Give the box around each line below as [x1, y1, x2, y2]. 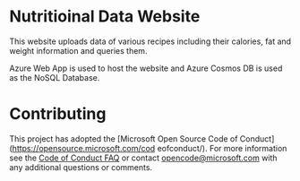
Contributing [9, 104, 107, 125]
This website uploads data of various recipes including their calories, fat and [9, 36, 292, 47]
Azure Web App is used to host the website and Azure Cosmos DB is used [9, 63, 283, 73]
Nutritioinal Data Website [9, 6, 201, 27]
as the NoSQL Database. [9, 72, 100, 82]
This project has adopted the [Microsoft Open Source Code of [9, 133, 238, 144]
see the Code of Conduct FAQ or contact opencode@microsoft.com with [9, 152, 278, 163]
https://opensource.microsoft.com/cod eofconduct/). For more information [12, 142, 287, 153]
